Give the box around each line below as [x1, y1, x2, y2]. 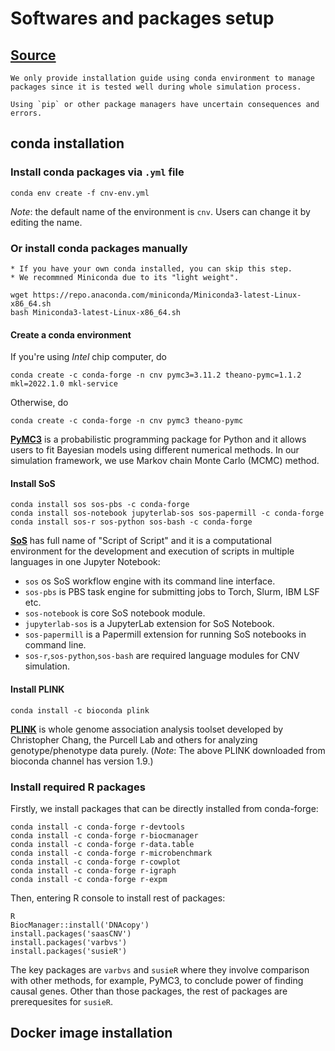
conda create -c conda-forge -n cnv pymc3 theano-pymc [10, 416, 244, 426]
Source [10, 47, 57, 64]
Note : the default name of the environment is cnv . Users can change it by [10, 205, 311, 217]
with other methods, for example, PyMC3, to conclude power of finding [10, 974, 304, 986]
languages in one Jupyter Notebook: [10, 556, 161, 568]
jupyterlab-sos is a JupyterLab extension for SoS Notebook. [24, 618, 275, 630]
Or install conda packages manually [10, 241, 188, 255]
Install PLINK [10, 683, 65, 695]
